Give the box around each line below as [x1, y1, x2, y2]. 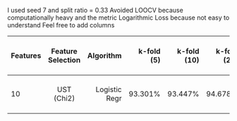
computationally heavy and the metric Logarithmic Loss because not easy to [7, 13, 230, 22]
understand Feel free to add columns [7, 21, 115, 29]
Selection [48, 56, 81, 65]
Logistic [95, 84, 122, 94]
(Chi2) [54, 94, 75, 103]
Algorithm [87, 51, 122, 60]
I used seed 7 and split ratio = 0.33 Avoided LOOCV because [7, 6, 183, 14]
